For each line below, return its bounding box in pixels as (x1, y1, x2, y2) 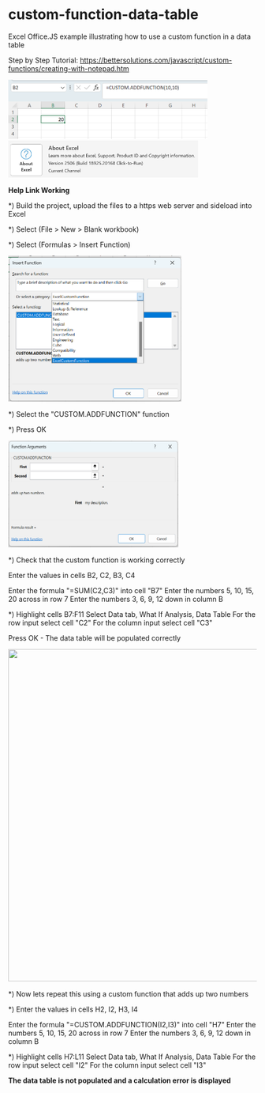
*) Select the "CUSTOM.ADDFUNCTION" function (8, 409, 170, 418)
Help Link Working (8, 185, 70, 195)
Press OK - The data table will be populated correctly (8, 633, 181, 642)
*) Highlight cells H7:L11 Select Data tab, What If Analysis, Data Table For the (8, 1052, 256, 1061)
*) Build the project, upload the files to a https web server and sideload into (8, 200, 252, 210)
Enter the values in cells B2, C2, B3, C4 (8, 570, 136, 580)
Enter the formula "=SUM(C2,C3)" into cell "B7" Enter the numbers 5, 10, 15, (8, 585, 255, 595)
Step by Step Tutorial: (8, 55, 79, 65)
